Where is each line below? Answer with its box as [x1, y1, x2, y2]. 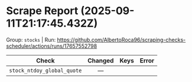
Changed [87, 56, 114, 64]
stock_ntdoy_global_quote [9, 67, 82, 74]
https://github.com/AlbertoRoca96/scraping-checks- [57, 36, 186, 43]
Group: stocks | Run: [6, 36, 56, 43]
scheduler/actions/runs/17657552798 [6, 42, 97, 50]
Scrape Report [6, 4, 79, 18]
